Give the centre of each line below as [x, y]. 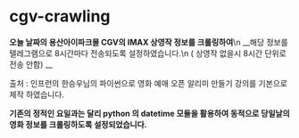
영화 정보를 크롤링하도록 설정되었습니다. [78, 124]
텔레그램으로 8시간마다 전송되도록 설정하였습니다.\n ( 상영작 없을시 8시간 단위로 [148, 53]
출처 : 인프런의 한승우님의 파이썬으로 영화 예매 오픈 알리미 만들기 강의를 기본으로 [149, 83]
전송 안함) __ [31, 64]
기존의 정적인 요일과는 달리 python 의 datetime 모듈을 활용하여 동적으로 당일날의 [149, 113]
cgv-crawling [60, 16]
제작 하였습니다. [37, 94]
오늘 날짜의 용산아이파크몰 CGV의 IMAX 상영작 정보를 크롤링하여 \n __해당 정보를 [149, 42]
